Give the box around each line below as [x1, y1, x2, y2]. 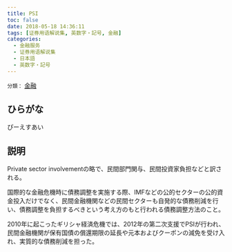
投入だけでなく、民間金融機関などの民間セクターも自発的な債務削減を [12, 197, 213, 205]
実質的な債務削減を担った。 [19, 238, 99, 246]
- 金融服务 [13, 42, 41, 49]
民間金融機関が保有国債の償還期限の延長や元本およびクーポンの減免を [7, 229, 207, 237]
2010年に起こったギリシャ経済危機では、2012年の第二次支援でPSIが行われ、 [7, 220, 225, 229]
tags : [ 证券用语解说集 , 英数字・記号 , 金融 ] [7, 29, 122, 37]
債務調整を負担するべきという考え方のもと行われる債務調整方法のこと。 [19, 205, 225, 214]
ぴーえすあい [7, 123, 43, 131]
